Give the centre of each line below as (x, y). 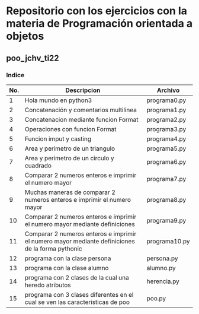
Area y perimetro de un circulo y (69, 158)
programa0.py (166, 100)
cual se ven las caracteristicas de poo (77, 302)
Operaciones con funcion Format (70, 129)
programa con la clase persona (68, 258)
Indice (15, 75)
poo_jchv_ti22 (33, 58)
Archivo (168, 90)
